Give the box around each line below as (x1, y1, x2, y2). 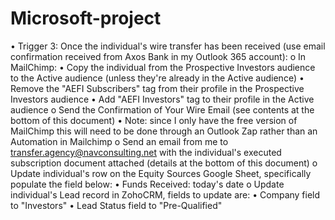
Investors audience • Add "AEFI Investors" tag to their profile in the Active (10, 93, 315, 105)
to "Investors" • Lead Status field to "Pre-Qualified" (10, 199, 223, 211)
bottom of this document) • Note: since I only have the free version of (10, 114, 298, 126)
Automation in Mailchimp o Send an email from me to (10, 135, 229, 147)
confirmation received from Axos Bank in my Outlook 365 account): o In (10, 50, 307, 62)
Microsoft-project (10, 7, 162, 30)
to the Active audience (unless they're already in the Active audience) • (10, 72, 305, 84)
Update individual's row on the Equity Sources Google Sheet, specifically (10, 167, 312, 179)
